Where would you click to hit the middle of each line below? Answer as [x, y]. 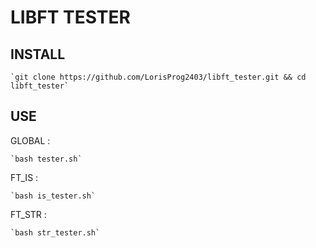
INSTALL [38, 54]
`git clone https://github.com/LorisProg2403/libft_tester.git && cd [158, 77]
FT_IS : [24, 177]
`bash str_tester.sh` [55, 232]
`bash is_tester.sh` [53, 196]
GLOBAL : [30, 140]
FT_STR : [28, 214]
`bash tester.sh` [46, 159]
